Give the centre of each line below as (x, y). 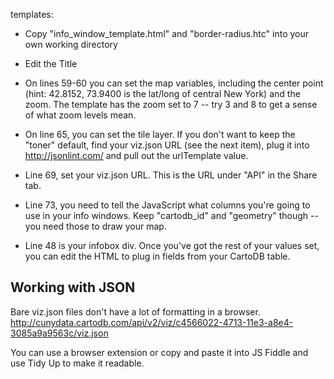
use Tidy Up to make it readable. (77, 363)
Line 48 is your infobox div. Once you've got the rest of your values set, (172, 245)
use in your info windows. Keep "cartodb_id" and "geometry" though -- (171, 215)
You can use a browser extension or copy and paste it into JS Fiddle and (159, 352)
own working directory (71, 44)
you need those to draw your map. (95, 226)
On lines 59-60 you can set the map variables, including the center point (174, 83)
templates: (32, 14)
